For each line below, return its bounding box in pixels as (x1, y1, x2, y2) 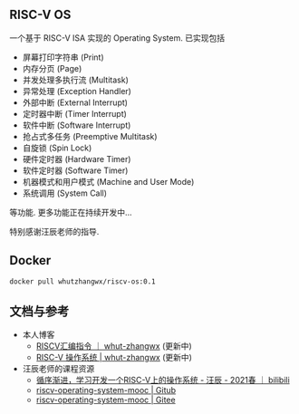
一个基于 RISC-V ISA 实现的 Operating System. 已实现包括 (9, 32, 225, 43)
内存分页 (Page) (22, 63, 82, 73)
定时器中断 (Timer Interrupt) (22, 108, 127, 119)
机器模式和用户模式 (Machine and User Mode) (22, 176, 195, 187)
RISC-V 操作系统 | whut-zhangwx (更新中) (35, 352, 193, 363)
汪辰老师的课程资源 (22, 363, 95, 374)
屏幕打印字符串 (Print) (22, 52, 104, 63)
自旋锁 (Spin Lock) (22, 142, 92, 153)
